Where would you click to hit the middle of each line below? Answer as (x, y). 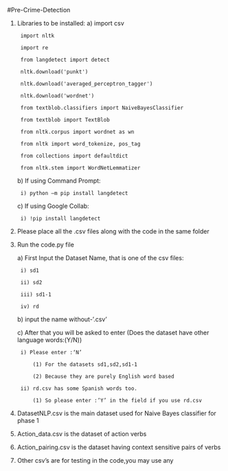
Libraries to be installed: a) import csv (71, 23)
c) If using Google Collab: (53, 206)
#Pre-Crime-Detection (39, 10)
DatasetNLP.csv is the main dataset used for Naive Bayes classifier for (116, 413)
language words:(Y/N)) (49, 340)
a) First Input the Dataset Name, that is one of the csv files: (100, 258)
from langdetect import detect (65, 60)
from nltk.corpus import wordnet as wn (77, 132)
